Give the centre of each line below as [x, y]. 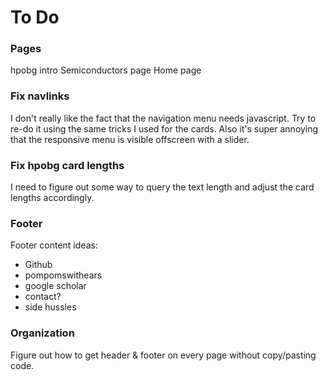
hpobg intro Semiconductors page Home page [106, 70]
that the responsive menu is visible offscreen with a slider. [130, 139]
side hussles [50, 307]
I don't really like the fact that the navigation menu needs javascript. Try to [163, 118]
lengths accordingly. [52, 198]
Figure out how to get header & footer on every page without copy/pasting [163, 355]
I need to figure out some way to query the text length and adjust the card [162, 187]
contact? [43, 297]
